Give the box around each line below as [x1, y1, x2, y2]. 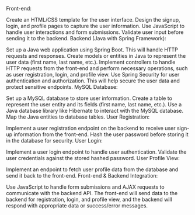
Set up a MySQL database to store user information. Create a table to [6, 95, 172, 102]
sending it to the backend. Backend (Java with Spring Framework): [6, 35, 166, 41]
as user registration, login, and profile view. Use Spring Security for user [6, 71, 180, 78]
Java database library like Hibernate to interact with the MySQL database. [6, 107, 184, 114]
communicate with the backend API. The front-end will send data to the [6, 190, 178, 196]
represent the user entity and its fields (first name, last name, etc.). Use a [6, 101, 182, 107]
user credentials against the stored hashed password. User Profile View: [6, 155, 180, 161]
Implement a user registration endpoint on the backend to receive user [6, 125, 176, 131]
